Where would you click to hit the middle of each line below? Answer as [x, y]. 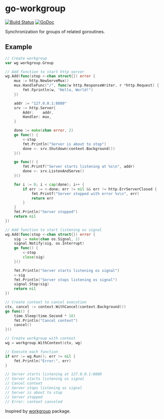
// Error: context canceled [34, 402]
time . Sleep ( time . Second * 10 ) [45, 316]
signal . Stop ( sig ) [32, 284]
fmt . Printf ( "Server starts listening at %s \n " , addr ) [79, 167]
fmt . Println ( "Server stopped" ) [46, 212]
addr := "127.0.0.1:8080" [41, 103]
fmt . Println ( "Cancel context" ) [46, 320]
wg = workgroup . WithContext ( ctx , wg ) [44, 343]
